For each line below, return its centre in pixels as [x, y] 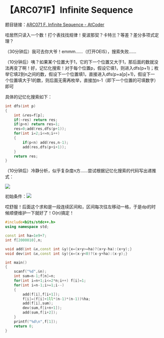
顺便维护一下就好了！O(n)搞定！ [41, 213]
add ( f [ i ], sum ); [38, 303]
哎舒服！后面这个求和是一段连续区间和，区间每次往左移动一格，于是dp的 [78, 207]
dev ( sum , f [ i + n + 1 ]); [42, 308]
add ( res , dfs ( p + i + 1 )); [45, 147]
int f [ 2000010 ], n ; [24, 240]
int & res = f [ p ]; [29, 115]
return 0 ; [24, 326]
